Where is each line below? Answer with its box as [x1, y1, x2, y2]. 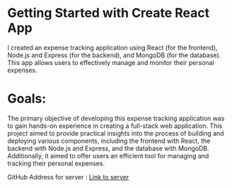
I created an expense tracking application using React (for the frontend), [7, 43, 218, 52]
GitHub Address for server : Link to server [7, 172, 129, 181]
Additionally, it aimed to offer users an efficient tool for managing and [7, 151, 209, 160]
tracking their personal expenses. [7, 159, 105, 168]
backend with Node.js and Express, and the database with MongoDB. [7, 143, 210, 153]
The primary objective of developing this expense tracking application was [7, 114, 225, 122]
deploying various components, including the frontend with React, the [7, 136, 211, 145]
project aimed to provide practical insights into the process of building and [7, 129, 224, 137]
